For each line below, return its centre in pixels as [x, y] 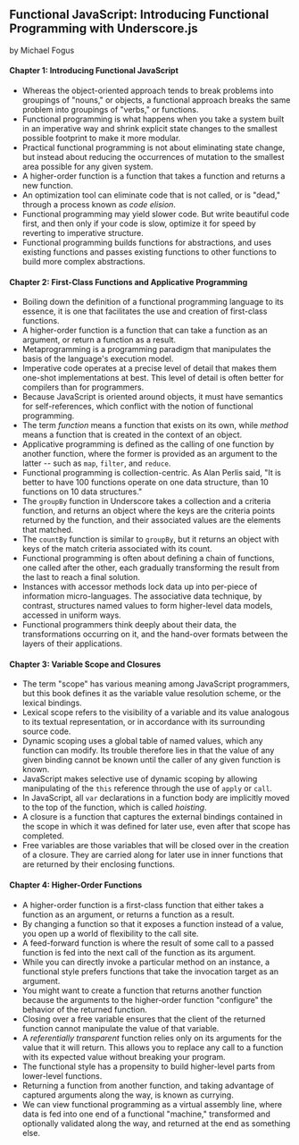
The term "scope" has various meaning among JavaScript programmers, [156, 684]
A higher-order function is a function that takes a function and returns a [154, 176]
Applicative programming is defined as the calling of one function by [148, 444]
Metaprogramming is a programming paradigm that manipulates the [147, 349]
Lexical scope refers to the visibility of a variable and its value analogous [156, 712]
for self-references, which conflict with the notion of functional [137, 407]
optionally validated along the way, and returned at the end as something [156, 1123]
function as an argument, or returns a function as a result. [128, 914]
